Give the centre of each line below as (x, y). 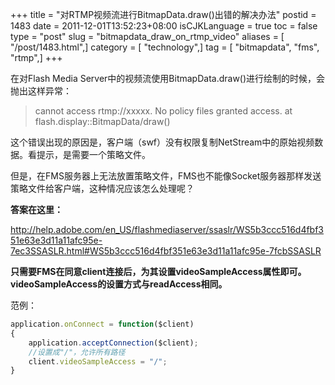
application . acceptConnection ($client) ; (113, 343)
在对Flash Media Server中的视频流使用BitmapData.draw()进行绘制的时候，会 (168, 78)
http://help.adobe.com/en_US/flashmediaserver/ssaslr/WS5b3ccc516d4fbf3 (167, 229)
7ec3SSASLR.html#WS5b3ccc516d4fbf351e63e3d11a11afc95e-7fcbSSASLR (166, 251)
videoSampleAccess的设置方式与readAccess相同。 (119, 284)
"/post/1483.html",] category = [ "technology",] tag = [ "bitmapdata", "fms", (165, 47)
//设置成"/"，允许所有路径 (77, 352)
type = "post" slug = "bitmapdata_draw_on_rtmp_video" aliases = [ (147, 36)
